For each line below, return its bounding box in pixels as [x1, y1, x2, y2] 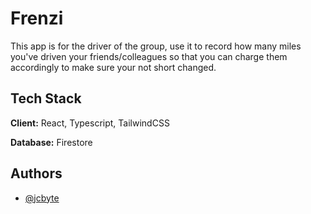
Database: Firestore [10, 136, 93, 148]
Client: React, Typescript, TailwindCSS [10, 117, 170, 129]
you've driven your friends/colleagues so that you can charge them [10, 50, 288, 62]
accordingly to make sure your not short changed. [10, 61, 217, 73]
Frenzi [10, 7, 64, 30]
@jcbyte [24, 192, 60, 204]
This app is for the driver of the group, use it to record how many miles [10, 40, 302, 52]
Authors [10, 165, 63, 182]
